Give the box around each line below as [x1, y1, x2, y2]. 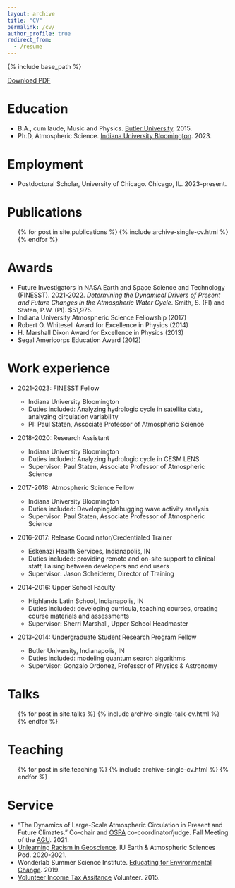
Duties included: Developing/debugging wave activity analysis [28, 504, 210, 513]
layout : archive [7, 10, 55, 18]
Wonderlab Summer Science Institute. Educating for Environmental [17, 858, 212, 866]
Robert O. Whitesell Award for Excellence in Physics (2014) [17, 320, 189, 329]
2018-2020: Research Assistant [17, 433, 109, 442]
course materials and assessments [28, 612, 129, 620]
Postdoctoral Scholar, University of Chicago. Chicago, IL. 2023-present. [17, 179, 227, 188]
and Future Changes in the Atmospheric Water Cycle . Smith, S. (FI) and [17, 298, 225, 307]
